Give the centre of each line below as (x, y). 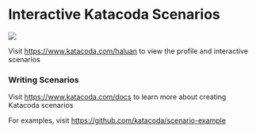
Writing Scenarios (44, 79)
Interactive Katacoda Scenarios (114, 15)
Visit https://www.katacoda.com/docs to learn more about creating (117, 97)
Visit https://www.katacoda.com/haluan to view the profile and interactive (128, 51)
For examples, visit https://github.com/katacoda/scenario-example (117, 120)
